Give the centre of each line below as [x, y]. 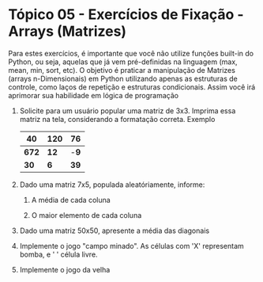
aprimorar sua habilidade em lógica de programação [94, 95]
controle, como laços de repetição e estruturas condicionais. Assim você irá [132, 87]
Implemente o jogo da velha [65, 269]
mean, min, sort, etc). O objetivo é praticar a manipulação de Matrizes [122, 70]
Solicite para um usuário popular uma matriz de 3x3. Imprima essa [128, 111]
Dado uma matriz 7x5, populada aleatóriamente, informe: [112, 185]
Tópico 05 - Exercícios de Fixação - [126, 15]
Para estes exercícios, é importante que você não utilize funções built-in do [131, 53]
